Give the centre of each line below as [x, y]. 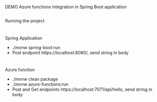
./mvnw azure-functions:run [40, 84]
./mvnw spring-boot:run [36, 47]
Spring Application [24, 38]
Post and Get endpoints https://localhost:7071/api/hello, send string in [82, 89]
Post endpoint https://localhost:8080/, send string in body [70, 52]
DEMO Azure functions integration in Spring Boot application [66, 7]
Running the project [25, 21]
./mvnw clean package [35, 79]
